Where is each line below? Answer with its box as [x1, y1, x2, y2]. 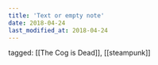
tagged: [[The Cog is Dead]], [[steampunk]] [8, 48, 151, 58]
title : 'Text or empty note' [8, 11, 105, 20]
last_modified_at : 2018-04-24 [8, 26, 109, 34]
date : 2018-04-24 [8, 19, 66, 27]
